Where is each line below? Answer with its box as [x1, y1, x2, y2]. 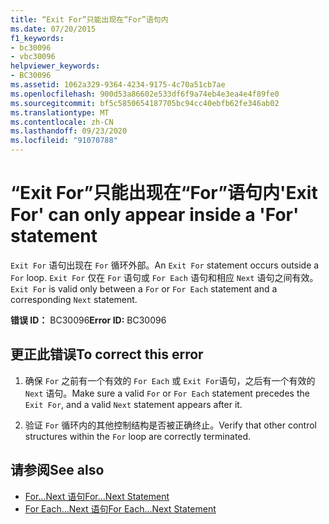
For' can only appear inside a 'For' [10, 204, 300, 226]
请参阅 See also [10, 462, 105, 479]
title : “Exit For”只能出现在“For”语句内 [10, 14, 169, 25]
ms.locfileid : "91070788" [10, 136, 118, 146]
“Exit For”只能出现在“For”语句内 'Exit [10, 182, 318, 205]
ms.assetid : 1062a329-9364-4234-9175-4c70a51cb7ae [10, 80, 226, 90]
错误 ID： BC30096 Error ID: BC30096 [10, 314, 167, 326]
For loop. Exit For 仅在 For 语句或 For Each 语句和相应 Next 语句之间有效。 [10, 271, 319, 283]
